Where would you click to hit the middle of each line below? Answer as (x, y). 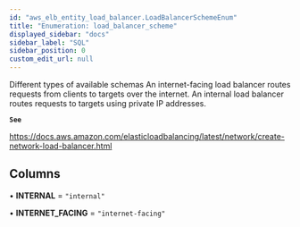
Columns (35, 174)
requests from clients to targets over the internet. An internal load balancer (146, 94)
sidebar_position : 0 (48, 51)
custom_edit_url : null (51, 59)
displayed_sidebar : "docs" (59, 34)
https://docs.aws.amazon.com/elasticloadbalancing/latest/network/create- (147, 136)
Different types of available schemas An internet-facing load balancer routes (150, 84)
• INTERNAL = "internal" (57, 195)
